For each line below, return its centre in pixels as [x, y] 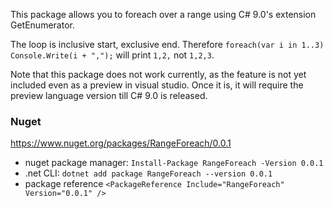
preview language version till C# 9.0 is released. [109, 95]
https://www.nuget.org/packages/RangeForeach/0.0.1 [121, 143]
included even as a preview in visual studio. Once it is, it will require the [157, 85]
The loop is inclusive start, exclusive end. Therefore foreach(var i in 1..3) [167, 44]
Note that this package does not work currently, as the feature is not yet [158, 74]
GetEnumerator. [42, 25]
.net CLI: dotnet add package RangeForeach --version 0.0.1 [148, 173]
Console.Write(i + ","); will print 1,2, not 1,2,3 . [112, 55]
